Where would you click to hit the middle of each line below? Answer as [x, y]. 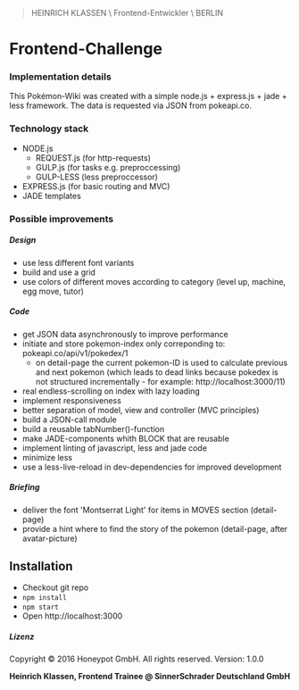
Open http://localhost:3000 [72, 616]
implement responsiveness [72, 400]
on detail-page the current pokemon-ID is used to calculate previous [162, 362]
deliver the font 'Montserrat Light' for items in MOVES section [135, 510]
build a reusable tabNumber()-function [93, 428]
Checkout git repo [55, 587]
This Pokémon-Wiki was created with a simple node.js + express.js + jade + [148, 96]
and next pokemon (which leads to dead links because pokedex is [157, 372]
